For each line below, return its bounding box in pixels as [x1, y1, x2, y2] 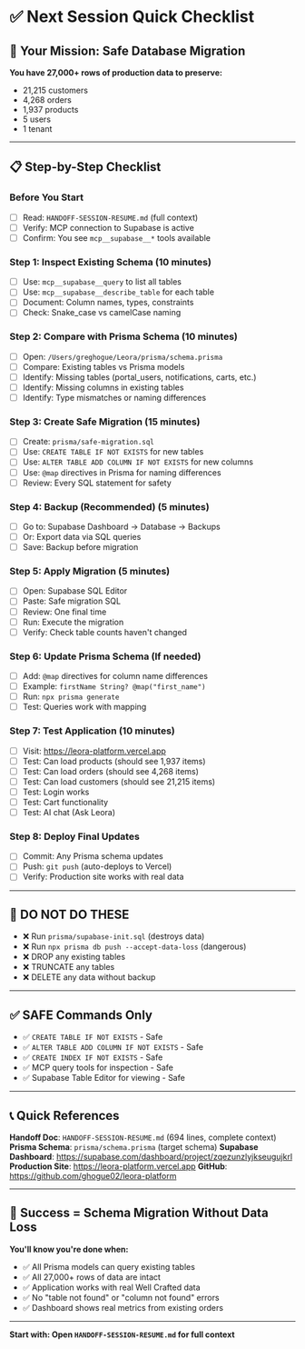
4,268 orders [22, 95, 73, 105]
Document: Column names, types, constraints [22, 297, 194, 308]
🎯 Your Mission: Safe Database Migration [9, 43, 246, 58]
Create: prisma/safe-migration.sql [22, 436, 154, 447]
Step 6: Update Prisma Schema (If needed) [9, 650, 202, 663]
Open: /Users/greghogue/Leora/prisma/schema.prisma [22, 351, 223, 362]
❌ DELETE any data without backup [22, 972, 156, 983]
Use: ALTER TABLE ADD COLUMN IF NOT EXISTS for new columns [22, 456, 254, 467]
